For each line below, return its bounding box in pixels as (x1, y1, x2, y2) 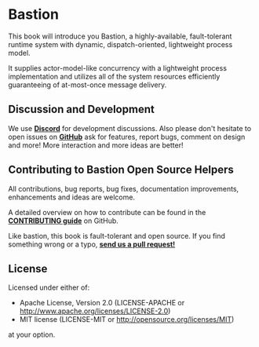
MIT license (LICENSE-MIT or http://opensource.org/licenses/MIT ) (19, 315, 235, 324)
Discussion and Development (8, 103, 155, 116)
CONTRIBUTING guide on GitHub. (8, 216, 119, 225)
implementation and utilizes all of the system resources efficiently (8, 71, 221, 81)
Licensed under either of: (8, 283, 90, 292)
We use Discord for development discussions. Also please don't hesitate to (8, 123, 252, 133)
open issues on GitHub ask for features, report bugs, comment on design (8, 132, 246, 141)
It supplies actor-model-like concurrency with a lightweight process (8, 63, 228, 72)
